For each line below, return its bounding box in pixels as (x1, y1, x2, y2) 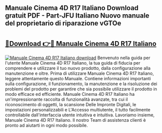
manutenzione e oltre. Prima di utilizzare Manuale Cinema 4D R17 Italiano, (5, 70, 154, 76)
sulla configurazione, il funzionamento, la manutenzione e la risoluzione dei (5, 81, 158, 87)
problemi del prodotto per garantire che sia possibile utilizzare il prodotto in (5, 86, 157, 92)
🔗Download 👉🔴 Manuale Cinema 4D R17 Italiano (5, 39, 157, 48)
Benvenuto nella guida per (97, 55, 151, 61)
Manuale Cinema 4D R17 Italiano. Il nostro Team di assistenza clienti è (5, 117, 146, 123)
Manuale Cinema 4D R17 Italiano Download (5, 4, 139, 12)
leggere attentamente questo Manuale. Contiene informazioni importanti (5, 76, 151, 81)
